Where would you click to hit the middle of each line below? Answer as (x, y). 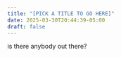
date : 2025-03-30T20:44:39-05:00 (56, 20)
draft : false (26, 26)
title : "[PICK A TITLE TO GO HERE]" (61, 14)
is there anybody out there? (47, 47)
